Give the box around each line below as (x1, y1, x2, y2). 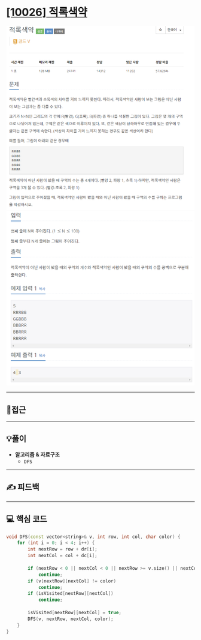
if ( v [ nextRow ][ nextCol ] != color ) (28, 578, 117, 584)
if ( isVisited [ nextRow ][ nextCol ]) (28, 591, 114, 597)
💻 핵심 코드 (6, 514, 47, 524)
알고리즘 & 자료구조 (14, 451, 60, 458)
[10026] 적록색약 (6, 5, 88, 19)
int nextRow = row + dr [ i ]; (28, 546, 98, 552)
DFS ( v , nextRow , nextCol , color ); (28, 616, 114, 622)
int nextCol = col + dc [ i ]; (28, 553, 98, 559)
